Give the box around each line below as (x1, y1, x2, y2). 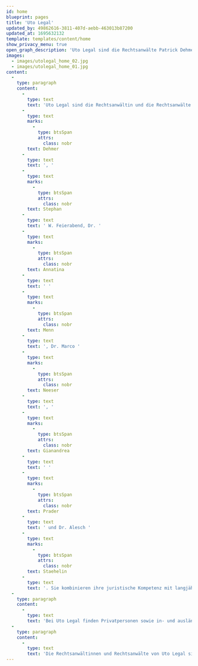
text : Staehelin (27, 569, 67, 574)
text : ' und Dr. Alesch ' (27, 525, 91, 531)
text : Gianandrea (27, 448, 70, 453)
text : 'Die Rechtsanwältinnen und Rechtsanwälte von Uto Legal (27, 651, 186, 657)
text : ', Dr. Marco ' (27, 344, 81, 350)
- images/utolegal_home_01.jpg (11, 63, 88, 70)
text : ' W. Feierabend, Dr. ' (27, 223, 101, 228)
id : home (6, 8, 28, 15)
